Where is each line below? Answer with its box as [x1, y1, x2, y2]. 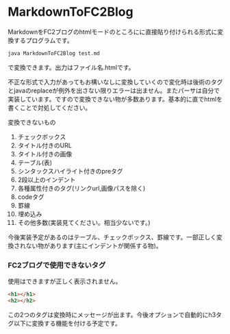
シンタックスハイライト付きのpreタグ [17, 167, 123, 175]
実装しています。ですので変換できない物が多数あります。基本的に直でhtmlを [8, 95, 223, 103]
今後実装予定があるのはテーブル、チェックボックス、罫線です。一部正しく [8, 232, 217, 241]
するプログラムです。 [13, 36, 74, 45]
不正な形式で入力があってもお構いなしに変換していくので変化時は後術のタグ [8, 77, 223, 86]
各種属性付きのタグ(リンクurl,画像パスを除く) [17, 184, 146, 192]
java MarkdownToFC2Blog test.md [8, 49, 100, 57]
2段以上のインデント [17, 176, 76, 184]
